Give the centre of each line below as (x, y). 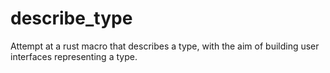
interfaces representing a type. (74, 56)
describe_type (71, 18)
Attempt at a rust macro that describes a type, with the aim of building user (165, 46)
